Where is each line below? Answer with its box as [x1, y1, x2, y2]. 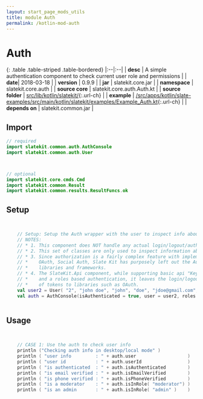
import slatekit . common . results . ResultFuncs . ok [6, 188, 129, 194]
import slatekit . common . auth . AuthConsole [6, 144, 112, 150]
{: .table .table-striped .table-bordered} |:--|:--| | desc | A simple [6, 66, 167, 73]
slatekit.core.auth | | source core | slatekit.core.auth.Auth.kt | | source [6, 85, 181, 92]
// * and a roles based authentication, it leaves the [17, 276, 166, 282]
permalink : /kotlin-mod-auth [6, 20, 80, 26]
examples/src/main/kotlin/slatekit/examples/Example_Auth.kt [6, 98, 158, 106]
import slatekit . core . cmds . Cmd [6, 177, 85, 183]
